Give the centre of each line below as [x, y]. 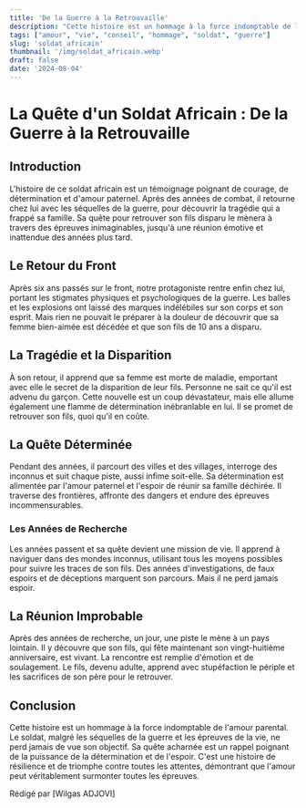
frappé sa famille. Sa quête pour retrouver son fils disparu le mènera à [141, 218]
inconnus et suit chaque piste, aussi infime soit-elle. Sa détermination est [147, 476]
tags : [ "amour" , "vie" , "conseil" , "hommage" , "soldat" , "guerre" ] [140, 35]
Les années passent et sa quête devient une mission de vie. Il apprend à [145, 549]
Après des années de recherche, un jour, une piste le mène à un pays [140, 638]
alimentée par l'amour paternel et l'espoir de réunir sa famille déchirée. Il [146, 486]
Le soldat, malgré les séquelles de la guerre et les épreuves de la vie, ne [145, 737]
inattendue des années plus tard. [71, 237]
